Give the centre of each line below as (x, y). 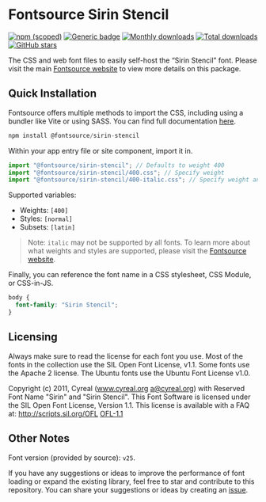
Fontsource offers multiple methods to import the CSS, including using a (126, 112)
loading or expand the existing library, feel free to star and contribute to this (131, 481)
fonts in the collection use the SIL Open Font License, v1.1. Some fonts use (129, 364)
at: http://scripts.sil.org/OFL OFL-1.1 (66, 413)
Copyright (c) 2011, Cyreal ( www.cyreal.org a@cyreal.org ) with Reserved (127, 388)
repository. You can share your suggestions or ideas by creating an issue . (128, 489)
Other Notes (39, 438)
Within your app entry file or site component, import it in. (101, 150)
